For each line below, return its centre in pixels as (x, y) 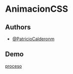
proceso (14, 66)
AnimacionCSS (36, 9)
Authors (18, 27)
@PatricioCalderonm (33, 39)
